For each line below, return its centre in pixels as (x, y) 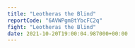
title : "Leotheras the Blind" (52, 14)
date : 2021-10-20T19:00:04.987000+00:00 (68, 34)
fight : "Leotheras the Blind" (52, 27)
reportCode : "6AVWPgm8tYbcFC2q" (55, 20)
